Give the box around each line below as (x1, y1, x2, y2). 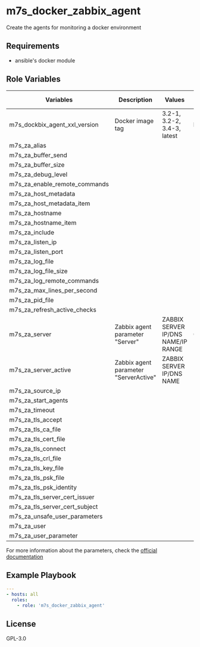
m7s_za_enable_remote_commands (9, 180, 109, 188)
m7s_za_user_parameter (9, 531, 79, 539)
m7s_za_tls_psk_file (9, 473, 64, 482)
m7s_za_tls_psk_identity (9, 483, 77, 491)
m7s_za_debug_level (9, 170, 68, 178)
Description (118, 95, 153, 103)
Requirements (6, 41, 60, 51)
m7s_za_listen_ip (9, 238, 57, 246)
